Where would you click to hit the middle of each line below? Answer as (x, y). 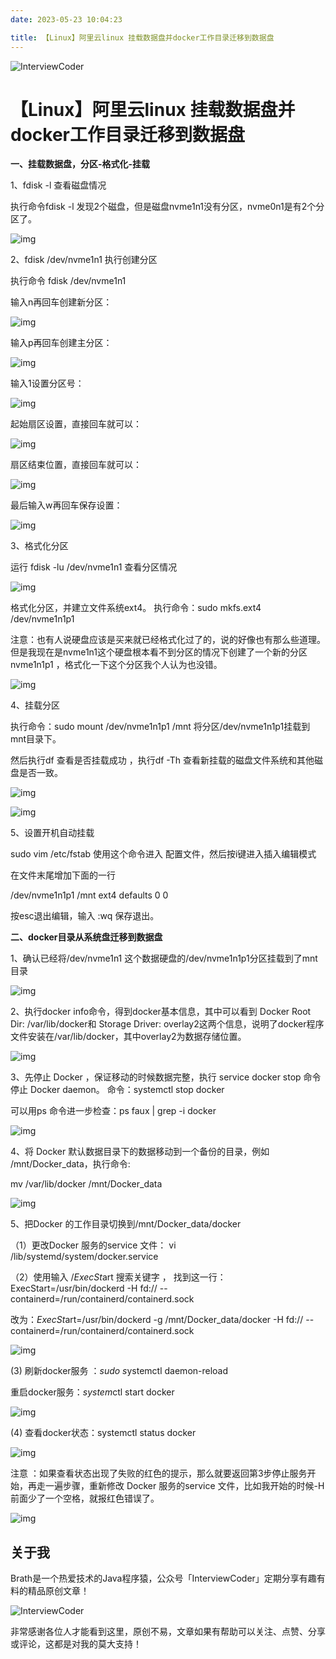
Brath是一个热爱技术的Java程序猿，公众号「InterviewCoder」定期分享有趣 (163, 1578)
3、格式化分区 (39, 546)
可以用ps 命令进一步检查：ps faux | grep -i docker (113, 1111)
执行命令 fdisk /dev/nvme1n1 (68, 281)
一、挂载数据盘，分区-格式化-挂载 (80, 164)
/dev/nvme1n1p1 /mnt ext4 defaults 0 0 (89, 895)
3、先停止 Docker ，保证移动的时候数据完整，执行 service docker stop (156, 1077)
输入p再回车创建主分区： (61, 343)
